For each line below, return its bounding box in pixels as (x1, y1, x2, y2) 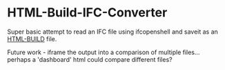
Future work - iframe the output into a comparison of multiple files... (7, 48, 200, 56)
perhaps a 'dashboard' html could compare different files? (7, 55, 173, 63)
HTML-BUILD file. (7, 34, 57, 43)
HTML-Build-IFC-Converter (7, 5, 168, 21)
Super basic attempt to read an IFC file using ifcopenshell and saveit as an (7, 27, 219, 36)
